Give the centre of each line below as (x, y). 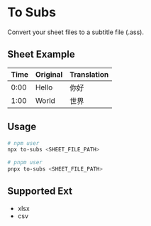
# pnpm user (25, 163)
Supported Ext (40, 192)
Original (49, 74)
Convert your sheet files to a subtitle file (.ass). (75, 32)
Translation (89, 74)
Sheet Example (41, 54)
